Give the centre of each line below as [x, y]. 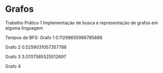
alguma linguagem [24, 28]
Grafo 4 [13, 66]
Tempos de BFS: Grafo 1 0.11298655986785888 [54, 37]
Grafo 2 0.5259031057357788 [36, 47]
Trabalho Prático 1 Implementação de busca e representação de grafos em [81, 23]
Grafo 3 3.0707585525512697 [36, 56]
